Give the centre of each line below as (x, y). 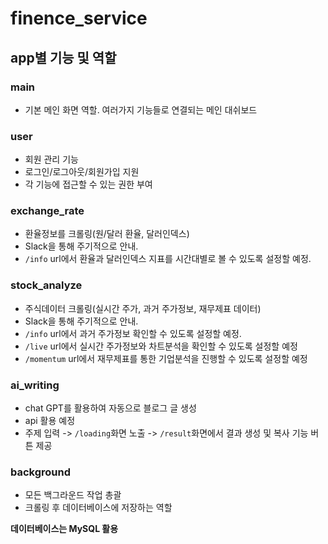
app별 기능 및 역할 (63, 57)
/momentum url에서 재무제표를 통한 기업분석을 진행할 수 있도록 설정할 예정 (166, 358)
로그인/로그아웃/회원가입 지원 (82, 172)
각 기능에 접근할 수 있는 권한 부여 (88, 184)
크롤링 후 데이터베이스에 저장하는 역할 (98, 508)
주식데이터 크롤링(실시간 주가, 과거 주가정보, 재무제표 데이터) (143, 308)
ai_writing (35, 385)
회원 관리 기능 (51, 159)
